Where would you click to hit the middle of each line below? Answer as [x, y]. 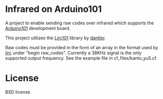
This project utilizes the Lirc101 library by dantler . [56, 38]
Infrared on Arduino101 [53, 9]
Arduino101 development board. [38, 28]
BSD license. [18, 92]
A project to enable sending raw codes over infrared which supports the [79, 23]
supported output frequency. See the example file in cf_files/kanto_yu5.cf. [81, 58]
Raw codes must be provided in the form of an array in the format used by [82, 47]
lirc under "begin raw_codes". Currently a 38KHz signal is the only [73, 53]
